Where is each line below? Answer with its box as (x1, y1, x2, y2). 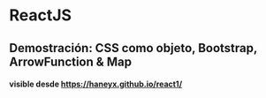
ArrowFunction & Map (9, 54, 133, 69)
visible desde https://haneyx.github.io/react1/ (9, 79, 183, 89)
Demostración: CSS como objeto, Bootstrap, (9, 41, 258, 56)
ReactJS (9, 5, 72, 26)
